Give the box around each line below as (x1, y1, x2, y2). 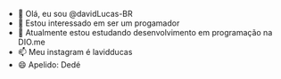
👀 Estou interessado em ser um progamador (17, 18, 180, 28)
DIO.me (17, 36, 46, 47)
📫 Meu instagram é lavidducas (17, 47, 133, 57)
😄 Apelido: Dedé (17, 59, 81, 70)
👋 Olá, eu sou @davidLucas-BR (17, 9, 133, 19)
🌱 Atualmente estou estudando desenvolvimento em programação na (17, 28, 273, 37)
